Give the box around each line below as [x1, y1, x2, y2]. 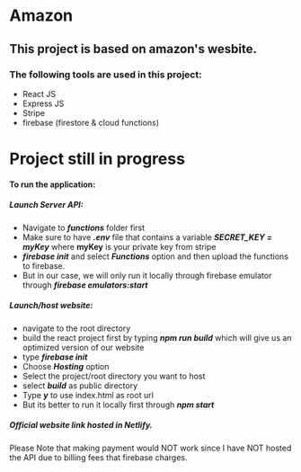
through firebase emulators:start [22, 280, 148, 290]
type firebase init [22, 352, 88, 362]
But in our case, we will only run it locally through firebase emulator [22, 270, 272, 281]
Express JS [22, 98, 65, 109]
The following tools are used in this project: [9, 68, 202, 81]
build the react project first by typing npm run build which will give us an [22, 332, 292, 343]
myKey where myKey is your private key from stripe [22, 241, 217, 252]
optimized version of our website [22, 342, 145, 352]
